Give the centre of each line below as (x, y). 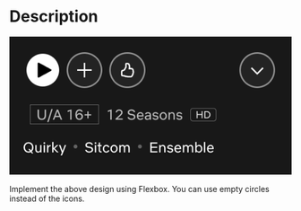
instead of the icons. (47, 198)
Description (54, 17)
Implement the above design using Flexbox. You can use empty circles (140, 189)
